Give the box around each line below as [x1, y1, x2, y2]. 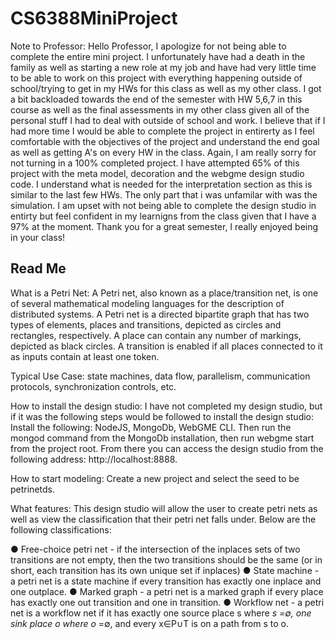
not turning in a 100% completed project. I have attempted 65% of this [10, 157, 300, 169]
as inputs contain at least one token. [10, 350, 160, 362]
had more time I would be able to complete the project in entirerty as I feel [10, 125, 315, 137]
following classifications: [10, 523, 112, 536]
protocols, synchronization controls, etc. [10, 380, 177, 392]
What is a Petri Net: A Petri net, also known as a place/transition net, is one [10, 287, 319, 299]
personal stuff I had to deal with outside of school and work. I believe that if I [10, 114, 326, 126]
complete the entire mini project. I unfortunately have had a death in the [10, 50, 306, 62]
